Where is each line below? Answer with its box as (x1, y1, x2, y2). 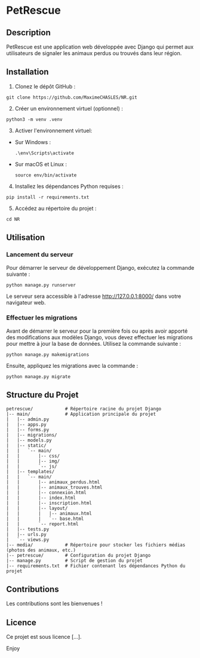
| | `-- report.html (6, 521, 79, 527)
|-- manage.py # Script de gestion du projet (6, 558, 143, 563)
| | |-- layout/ (6, 505, 68, 511)
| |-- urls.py (6, 531, 47, 537)
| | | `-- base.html (6, 516, 84, 522)
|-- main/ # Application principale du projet (6, 411, 156, 417)
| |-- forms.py (6, 427, 50, 432)
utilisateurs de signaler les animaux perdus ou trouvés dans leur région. (6, 50, 182, 57)
